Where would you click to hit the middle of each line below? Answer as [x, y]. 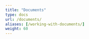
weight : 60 [17, 29]
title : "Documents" [26, 10]
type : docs [17, 15]
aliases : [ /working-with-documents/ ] [45, 24]
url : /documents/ [24, 19]
